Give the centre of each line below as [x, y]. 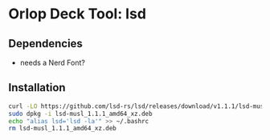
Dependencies [45, 44]
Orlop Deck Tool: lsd [78, 14]
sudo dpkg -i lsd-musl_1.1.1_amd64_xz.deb [80, 114]
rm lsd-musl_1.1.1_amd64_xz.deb [62, 129]
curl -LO [23, 106]
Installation [37, 88]
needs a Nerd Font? [53, 62]
